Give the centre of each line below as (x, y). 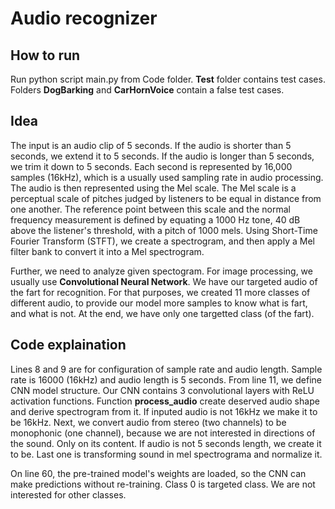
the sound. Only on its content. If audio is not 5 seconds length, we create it (166, 443)
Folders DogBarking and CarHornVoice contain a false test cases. (147, 90)
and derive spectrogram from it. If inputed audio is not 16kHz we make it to (164, 411)
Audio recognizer (84, 18)
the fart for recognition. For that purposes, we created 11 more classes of (160, 292)
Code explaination (68, 345)
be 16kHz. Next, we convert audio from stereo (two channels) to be (148, 422)
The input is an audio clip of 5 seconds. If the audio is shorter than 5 (151, 145)
